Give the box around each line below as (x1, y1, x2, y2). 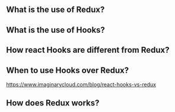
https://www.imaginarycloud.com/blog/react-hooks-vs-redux (6, 81, 156, 88)
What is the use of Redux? (6, 5, 105, 15)
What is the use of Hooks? (6, 25, 106, 35)
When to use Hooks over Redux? (6, 65, 129, 75)
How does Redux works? (6, 98, 100, 108)
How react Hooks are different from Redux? (6, 45, 170, 55)
